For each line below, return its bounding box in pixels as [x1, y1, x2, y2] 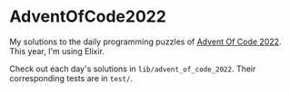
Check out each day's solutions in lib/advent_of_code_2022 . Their [9, 63, 256, 74]
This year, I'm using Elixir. [9, 45, 105, 56]
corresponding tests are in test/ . [9, 72, 134, 83]
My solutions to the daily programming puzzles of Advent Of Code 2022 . [9, 36, 282, 47]
